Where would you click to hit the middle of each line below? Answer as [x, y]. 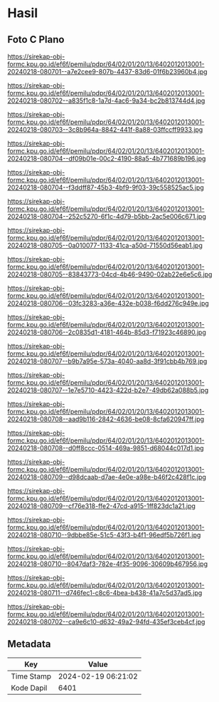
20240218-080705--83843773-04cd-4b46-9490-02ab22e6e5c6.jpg [110, 274]
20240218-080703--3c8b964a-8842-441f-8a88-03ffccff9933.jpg [105, 129]
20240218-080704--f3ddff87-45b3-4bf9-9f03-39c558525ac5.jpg [106, 187]
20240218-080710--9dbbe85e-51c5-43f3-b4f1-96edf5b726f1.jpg [104, 535]
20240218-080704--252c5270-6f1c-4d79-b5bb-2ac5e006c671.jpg [107, 216]
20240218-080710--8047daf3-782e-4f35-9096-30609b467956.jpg [108, 564]
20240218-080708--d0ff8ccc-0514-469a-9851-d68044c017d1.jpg [106, 448]
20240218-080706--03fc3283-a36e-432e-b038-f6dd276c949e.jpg [108, 303]
